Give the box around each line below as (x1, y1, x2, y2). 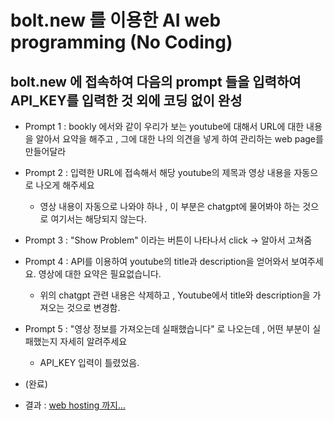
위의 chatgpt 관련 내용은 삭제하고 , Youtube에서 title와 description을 (39, 289, 311, 301)
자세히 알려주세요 (59, 336, 128, 347)
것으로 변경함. (66, 302, 121, 313)
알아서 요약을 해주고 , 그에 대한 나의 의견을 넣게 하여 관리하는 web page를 (35, 133, 324, 145)
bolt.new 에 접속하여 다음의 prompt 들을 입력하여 (10, 73, 302, 90)
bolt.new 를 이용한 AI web (10, 9, 222, 32)
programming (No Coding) (10, 31, 233, 54)
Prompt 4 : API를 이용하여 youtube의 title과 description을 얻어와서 (24, 256, 290, 267)
